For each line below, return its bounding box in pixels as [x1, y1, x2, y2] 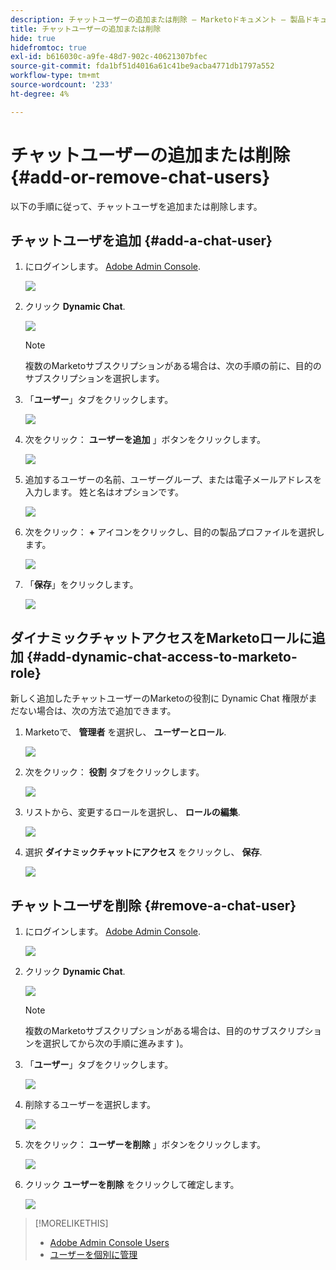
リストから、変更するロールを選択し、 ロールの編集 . [24, 806, 241, 818]
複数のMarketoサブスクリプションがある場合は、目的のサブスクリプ [24, 1025, 305, 1036]
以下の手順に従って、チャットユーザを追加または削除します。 [10, 200, 263, 212]
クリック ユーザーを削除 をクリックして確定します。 [24, 1179, 240, 1190]
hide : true [10, 33, 56, 43]
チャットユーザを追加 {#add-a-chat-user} [10, 232, 273, 249]
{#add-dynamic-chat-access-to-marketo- [26, 648, 298, 665]
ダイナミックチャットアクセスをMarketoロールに [10, 629, 313, 646]
